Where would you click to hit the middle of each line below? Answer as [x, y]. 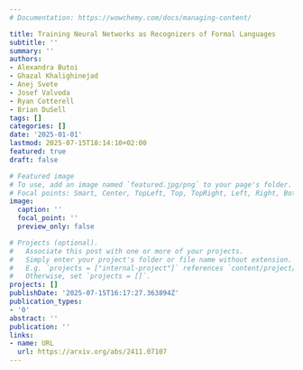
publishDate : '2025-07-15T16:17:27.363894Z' [94, 293]
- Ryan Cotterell [42, 101]
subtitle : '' [34, 42]
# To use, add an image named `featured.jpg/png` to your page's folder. [151, 185]
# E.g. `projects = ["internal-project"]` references [116, 268]
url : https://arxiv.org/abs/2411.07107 [92, 352]
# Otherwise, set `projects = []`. [80, 276]
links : [22, 335]
